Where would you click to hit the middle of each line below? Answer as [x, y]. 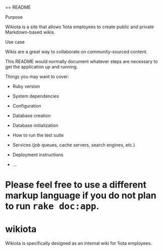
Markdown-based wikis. [30, 32]
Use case [15, 42]
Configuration [27, 106]
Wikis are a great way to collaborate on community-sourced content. [76, 52]
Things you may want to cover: [37, 77]
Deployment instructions [38, 155]
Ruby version [26, 86]
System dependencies [36, 96]
